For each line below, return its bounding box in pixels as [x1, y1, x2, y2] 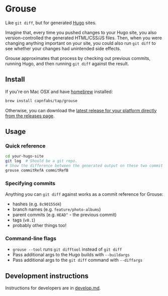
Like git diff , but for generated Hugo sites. [5, 20, 97, 26]
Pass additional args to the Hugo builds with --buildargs [12, 252, 130, 258]
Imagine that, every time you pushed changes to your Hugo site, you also [5, 29, 157, 35]
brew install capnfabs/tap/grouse [5, 98, 78, 103]
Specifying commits [5, 180, 56, 187]
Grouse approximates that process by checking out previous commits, [5, 55, 151, 61]
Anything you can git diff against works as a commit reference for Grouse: [5, 191, 163, 197]
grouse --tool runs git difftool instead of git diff [12, 246, 122, 252]
